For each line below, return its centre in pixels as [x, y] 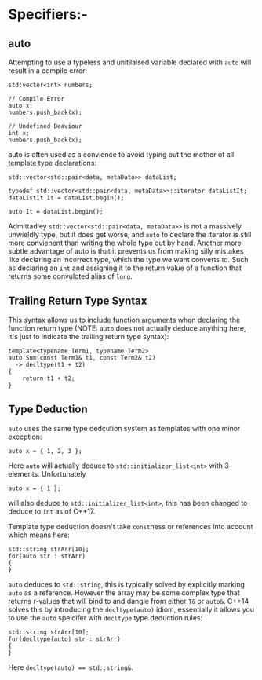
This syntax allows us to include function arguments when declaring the [124, 320]
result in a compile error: [48, 71]
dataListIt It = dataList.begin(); [66, 198]
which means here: [39, 535]
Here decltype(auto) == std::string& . [71, 667]
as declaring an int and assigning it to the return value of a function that [125, 268]
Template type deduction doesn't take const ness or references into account [131, 526]
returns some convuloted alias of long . [70, 276]
